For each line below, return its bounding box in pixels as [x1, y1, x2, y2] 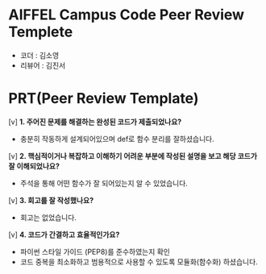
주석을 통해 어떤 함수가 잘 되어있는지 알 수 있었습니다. [19, 178, 188, 188]
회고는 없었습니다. [19, 212, 77, 222]
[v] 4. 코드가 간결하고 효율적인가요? [8, 230, 120, 239]
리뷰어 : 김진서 [19, 60, 66, 70]
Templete [8, 23, 73, 41]
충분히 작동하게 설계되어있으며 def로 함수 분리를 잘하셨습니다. [19, 134, 215, 143]
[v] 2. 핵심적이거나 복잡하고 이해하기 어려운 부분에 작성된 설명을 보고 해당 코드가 [8, 151, 258, 160]
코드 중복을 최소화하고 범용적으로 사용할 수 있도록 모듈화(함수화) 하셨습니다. [19, 256, 258, 267]
